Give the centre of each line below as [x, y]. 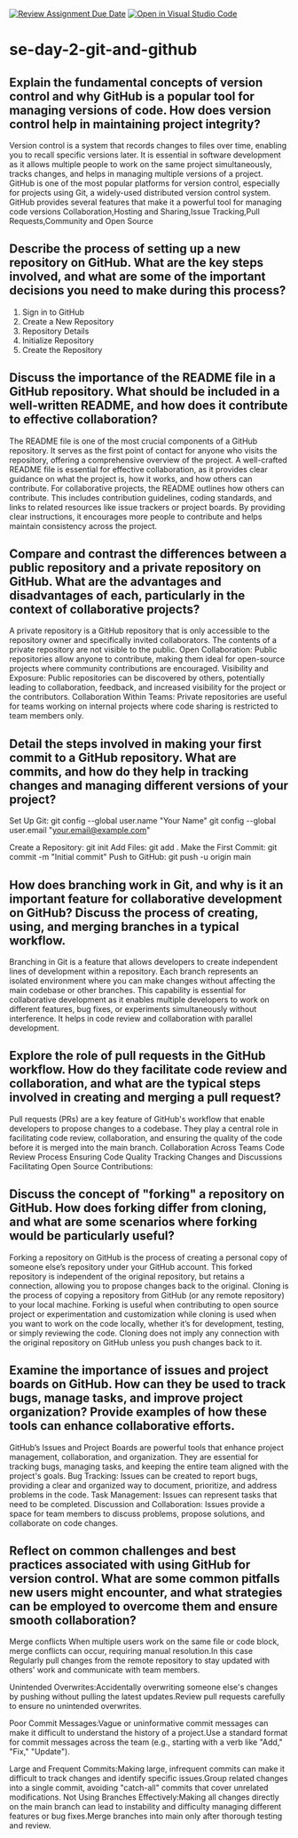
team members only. [47, 716]
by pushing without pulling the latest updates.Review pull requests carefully [147, 1697]
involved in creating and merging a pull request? [145, 1098]
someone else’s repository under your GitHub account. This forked [131, 1266]
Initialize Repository [58, 340]
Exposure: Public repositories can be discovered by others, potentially [137, 678]
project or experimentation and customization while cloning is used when [143, 1314]
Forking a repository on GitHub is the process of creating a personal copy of [149, 1257]
